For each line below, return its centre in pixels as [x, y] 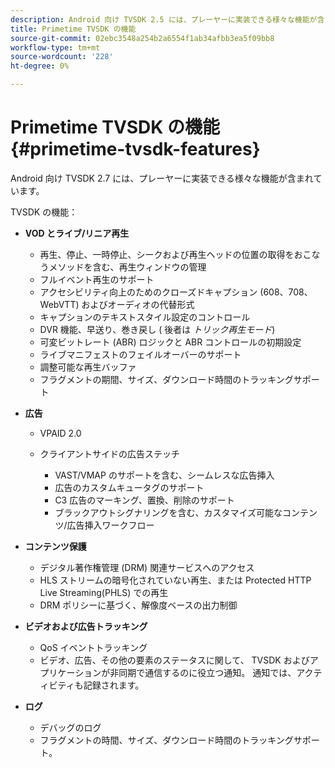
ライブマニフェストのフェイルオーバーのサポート [140, 354]
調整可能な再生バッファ [88, 367]
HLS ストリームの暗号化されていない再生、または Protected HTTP [175, 580]
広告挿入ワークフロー [110, 525]
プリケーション [70, 672]
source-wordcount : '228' [62, 57]
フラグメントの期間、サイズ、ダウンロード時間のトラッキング [166, 379]
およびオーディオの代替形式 [138, 304]
